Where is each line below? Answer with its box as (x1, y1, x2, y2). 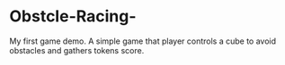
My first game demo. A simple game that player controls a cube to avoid (9, 36, 277, 46)
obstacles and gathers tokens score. (9, 45, 145, 55)
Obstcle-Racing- (9, 6, 137, 27)
